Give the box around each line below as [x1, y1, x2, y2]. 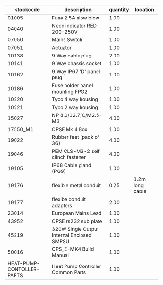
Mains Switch [51, 37, 83, 43]
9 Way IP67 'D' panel [51, 68, 100, 75]
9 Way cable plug [51, 52, 92, 59]
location [135, 6, 154, 13]
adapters [51, 202, 73, 209]
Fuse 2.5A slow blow [51, 15, 99, 21]
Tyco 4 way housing [51, 96, 98, 103]
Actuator [51, 44, 72, 51]
